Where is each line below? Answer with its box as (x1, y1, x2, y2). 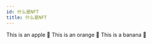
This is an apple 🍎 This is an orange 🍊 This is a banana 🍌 (6, 31, 147, 38)
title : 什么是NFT (6, 14, 47, 20)
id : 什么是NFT (6, 8, 39, 15)
